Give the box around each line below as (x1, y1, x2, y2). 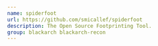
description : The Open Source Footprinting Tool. (7, 22, 153, 29)
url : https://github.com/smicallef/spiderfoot (7, 16, 143, 23)
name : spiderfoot (7, 9, 57, 17)
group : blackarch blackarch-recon (7, 28, 106, 36)
